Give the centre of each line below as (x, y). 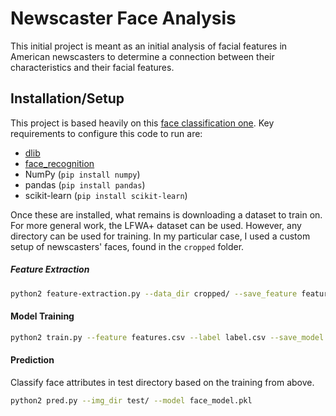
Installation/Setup (67, 98)
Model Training (42, 316)
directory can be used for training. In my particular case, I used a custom (160, 236)
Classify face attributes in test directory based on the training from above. (162, 382)
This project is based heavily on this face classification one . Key (142, 123)
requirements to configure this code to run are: (106, 133)
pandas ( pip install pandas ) (85, 184)
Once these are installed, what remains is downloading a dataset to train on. (166, 214)
